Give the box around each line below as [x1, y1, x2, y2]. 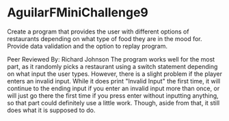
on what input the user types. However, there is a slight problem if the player [7, 70, 222, 78]
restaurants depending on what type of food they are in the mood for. [7, 34, 203, 42]
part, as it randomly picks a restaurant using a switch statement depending [7, 62, 218, 70]
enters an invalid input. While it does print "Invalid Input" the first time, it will [7, 77, 221, 85]
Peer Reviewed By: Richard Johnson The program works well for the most [7, 55, 215, 63]
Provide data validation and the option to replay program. [7, 42, 167, 50]
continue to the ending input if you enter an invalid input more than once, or [7, 84, 220, 92]
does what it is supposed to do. [7, 106, 96, 114]
